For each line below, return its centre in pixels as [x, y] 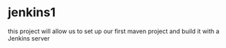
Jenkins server [29, 38]
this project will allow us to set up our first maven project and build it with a [114, 31]
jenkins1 [32, 13]
